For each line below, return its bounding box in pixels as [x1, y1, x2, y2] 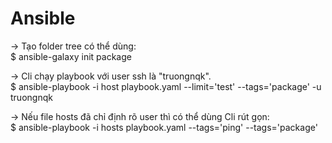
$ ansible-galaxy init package [10, 50, 132, 62]
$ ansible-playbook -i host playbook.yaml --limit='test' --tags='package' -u [10, 80, 322, 92]
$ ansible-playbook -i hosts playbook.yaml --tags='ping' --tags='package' [10, 121, 318, 133]
